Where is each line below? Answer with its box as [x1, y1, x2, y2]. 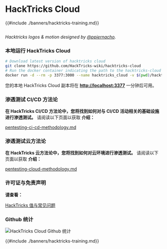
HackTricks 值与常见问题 [5, 202, 56, 208]
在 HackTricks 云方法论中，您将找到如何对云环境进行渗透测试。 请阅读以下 [5, 150, 159, 156]
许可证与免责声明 [5, 179, 46, 186]
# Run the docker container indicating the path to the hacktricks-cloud [5, 68, 162, 73]
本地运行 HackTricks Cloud [5, 47, 71, 54]
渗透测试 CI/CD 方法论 [5, 96, 58, 103]
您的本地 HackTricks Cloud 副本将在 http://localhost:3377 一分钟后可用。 [5, 82, 157, 88]
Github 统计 [5, 216, 34, 223]
